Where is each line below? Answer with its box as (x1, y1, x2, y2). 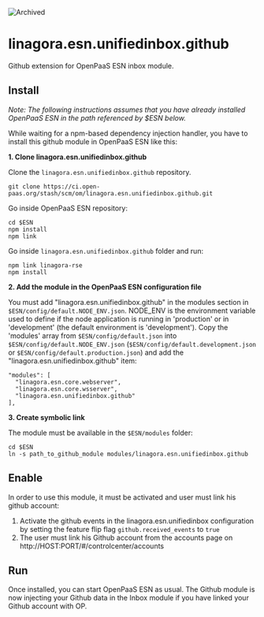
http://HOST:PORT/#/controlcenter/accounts (19, 541, 164, 551)
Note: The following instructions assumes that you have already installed (8, 105, 246, 114)
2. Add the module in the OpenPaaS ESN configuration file (8, 282, 203, 292)
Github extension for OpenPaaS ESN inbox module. (8, 61, 175, 70)
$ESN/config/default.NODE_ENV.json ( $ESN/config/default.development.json (8, 339, 257, 348)
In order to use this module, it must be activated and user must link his (8, 492, 236, 502)
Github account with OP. (8, 601, 87, 611)
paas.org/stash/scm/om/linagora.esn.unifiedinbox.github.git (8, 189, 214, 197)
